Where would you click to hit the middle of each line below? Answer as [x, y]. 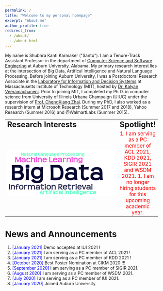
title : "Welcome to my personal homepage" [49, 15]
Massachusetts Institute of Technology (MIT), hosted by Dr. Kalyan [72, 86]
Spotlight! [138, 124]
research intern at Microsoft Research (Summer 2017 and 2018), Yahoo [76, 107]
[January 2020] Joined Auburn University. [54, 284]
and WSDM [138, 170]
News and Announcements [61, 234]
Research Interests [42, 124]
